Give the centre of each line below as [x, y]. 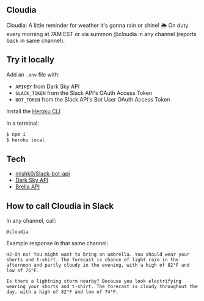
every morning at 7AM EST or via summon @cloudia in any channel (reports [101, 34]
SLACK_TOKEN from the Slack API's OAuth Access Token [84, 93]
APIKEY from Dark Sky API [47, 86]
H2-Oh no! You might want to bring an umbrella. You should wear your [98, 255]
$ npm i [16, 134]
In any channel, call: [31, 221]
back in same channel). [36, 40]
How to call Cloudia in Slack [60, 206]
